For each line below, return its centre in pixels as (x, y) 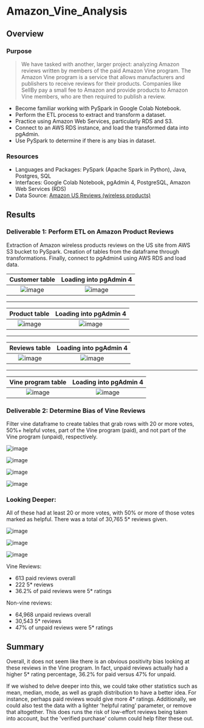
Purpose (19, 51)
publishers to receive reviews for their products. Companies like (101, 83)
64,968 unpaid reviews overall (53, 615)
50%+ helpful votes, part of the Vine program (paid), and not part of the (96, 431)
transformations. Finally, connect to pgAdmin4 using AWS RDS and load (96, 258)
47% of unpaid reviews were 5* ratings (64, 628)
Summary (25, 647)
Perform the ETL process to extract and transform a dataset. (90, 114)
